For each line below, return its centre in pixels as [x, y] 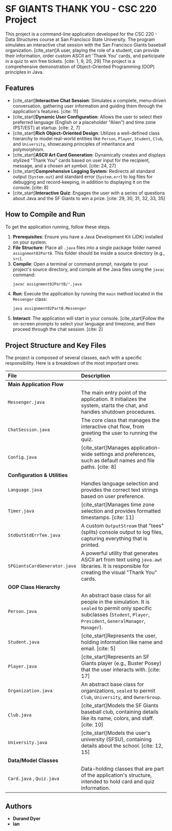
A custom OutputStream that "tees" [122, 526]
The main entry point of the [114, 393]
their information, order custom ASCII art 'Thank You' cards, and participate [85, 56]
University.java [28, 743]
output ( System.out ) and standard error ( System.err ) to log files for [82, 177]
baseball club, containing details [120, 712]
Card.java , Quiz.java [34, 778]
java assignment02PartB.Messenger [49, 309]
